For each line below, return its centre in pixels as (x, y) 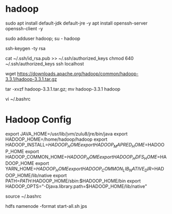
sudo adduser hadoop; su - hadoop (43, 38)
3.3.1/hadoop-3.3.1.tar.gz (31, 79)
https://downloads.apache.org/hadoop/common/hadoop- (78, 73)
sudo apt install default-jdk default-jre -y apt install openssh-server (77, 23)
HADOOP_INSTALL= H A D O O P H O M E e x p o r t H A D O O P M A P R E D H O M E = (77, 145)
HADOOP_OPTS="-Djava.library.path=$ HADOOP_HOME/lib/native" (76, 186)
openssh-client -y (24, 28)
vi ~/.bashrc (18, 99)
